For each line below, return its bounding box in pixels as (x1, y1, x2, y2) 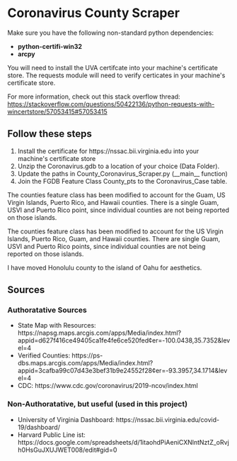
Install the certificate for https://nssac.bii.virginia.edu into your (17, 147, 200, 155)
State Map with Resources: (17, 321, 97, 330)
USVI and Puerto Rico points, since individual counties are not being (7, 242, 206, 250)
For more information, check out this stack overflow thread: (7, 92, 180, 101)
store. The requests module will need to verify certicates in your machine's (7, 71, 226, 79)
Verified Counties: (17, 351, 71, 360)
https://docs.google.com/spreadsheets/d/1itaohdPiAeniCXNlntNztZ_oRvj (17, 438, 230, 446)
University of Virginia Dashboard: (17, 415, 115, 423)
